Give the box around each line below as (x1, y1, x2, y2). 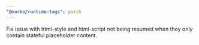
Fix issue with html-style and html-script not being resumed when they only (6, 25, 193, 32)
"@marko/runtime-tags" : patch (6, 8, 82, 15)
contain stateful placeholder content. (6, 31, 98, 39)
